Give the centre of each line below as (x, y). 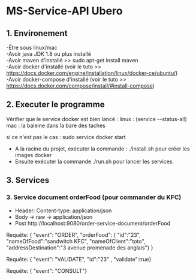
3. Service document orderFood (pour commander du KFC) (94, 197)
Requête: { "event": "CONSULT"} (47, 270)
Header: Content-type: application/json (63, 210)
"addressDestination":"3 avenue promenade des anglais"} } (80, 248)
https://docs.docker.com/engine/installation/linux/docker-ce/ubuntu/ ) (92, 73)
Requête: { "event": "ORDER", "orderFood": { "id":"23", (73, 234)
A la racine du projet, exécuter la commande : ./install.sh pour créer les (102, 149)
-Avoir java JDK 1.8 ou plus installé (49, 54)
